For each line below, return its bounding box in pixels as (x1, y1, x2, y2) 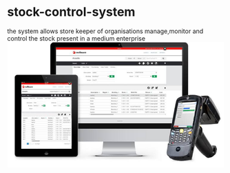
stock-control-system (7, 4, 136, 20)
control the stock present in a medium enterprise (7, 34, 146, 42)
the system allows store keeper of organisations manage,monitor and (7, 27, 204, 35)
